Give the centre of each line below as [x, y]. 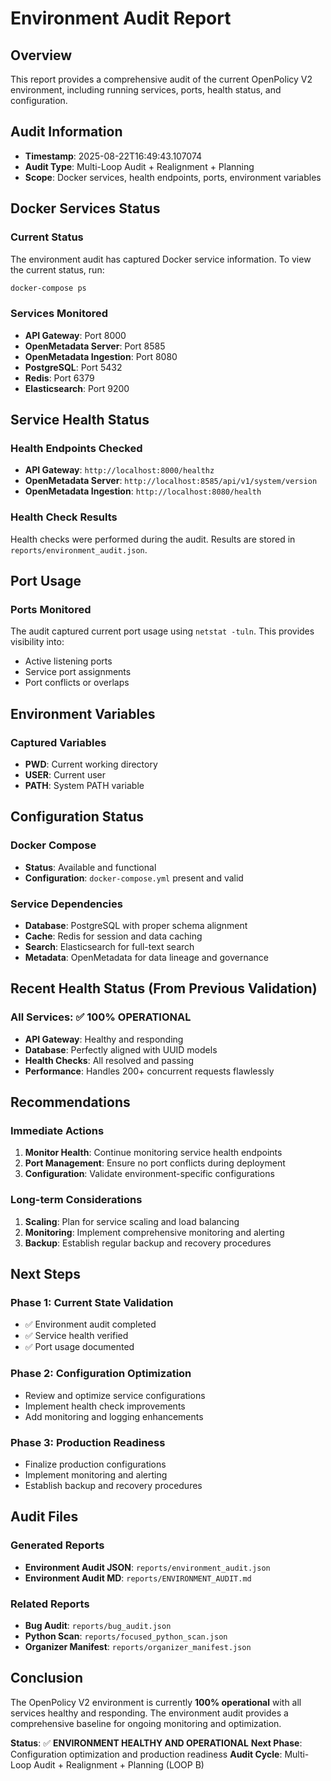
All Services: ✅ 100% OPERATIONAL [101, 1017]
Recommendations [70, 1102]
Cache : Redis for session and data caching [113, 936]
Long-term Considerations [76, 1200]
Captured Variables [58, 742]
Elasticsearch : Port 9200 [77, 388]
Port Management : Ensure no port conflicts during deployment [155, 1163]
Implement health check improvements [105, 1406]
